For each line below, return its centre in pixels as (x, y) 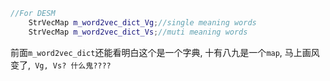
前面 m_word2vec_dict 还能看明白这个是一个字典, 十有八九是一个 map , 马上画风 (165, 52)
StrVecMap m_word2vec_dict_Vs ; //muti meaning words (138, 32)
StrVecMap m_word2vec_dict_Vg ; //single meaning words (142, 22)
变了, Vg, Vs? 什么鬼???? (61, 65)
